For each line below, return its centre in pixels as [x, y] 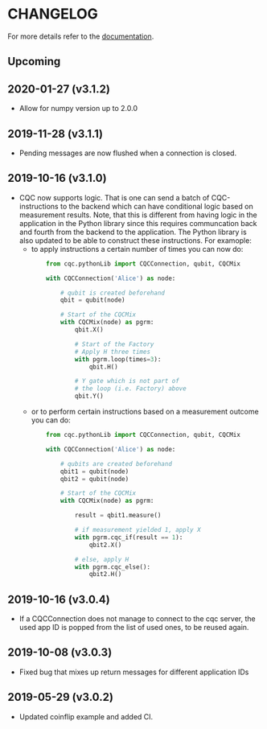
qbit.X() [89, 330]
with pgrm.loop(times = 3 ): [118, 359]
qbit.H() [103, 367]
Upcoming [34, 62]
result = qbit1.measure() [118, 516]
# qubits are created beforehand [116, 463]
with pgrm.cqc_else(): [112, 567]
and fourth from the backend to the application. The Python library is [133, 232]
